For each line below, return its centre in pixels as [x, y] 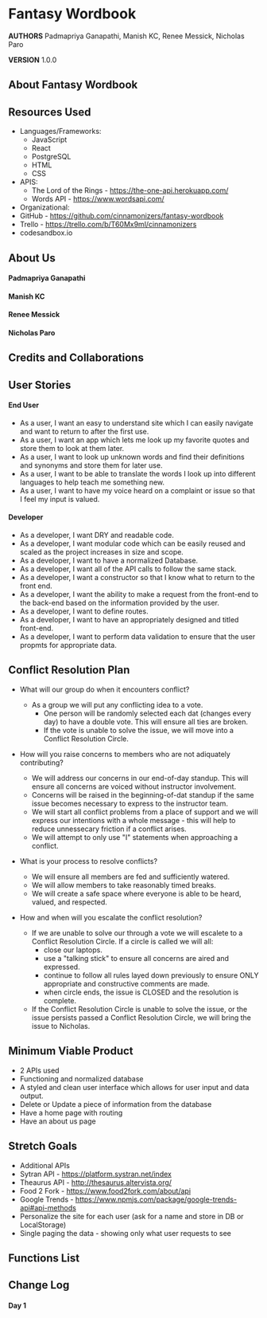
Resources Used [50, 112]
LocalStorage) [43, 1225]
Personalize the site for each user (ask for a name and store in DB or [132, 1216]
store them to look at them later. [72, 448]
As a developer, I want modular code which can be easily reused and [133, 543]
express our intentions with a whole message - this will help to [133, 820]
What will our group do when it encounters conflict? [104, 689]
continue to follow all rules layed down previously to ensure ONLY [151, 975]
